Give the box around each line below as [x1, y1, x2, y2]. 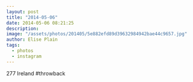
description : [6, 25, 39, 32]
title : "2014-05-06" [6, 14, 59, 20]
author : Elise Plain [6, 37, 59, 42]
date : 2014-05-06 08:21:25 [6, 20, 74, 26]
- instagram [11, 53, 42, 59]
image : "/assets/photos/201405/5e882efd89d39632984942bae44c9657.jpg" [6, 31, 188, 37]
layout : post [6, 8, 39, 15]
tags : [6, 42, 20, 48]
